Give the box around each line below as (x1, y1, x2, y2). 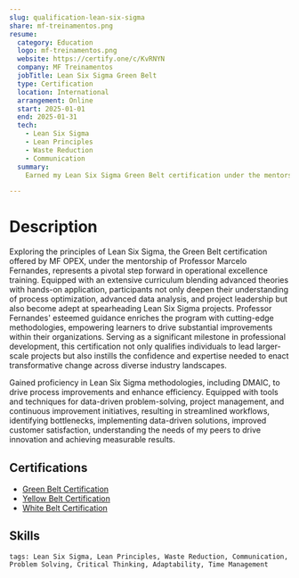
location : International (17, 87, 109, 96)
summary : (17, 162, 50, 171)
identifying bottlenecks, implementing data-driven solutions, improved (9, 416, 267, 426)
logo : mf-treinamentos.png (17, 46, 117, 55)
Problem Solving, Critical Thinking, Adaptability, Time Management (9, 559, 269, 569)
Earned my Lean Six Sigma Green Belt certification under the (25, 170, 261, 179)
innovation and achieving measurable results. (9, 434, 176, 445)
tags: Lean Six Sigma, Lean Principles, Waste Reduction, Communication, (9, 552, 289, 561)
